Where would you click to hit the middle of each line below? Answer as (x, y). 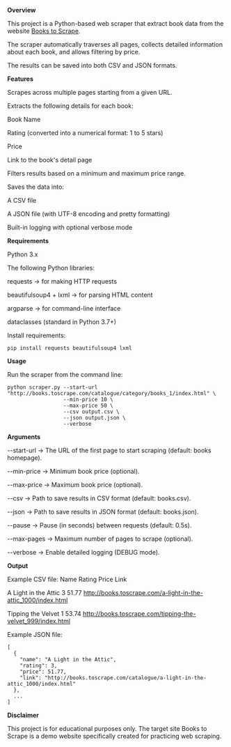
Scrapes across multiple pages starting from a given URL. (90, 92)
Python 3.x (23, 254)
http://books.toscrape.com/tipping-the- (139, 614)
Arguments (24, 437)
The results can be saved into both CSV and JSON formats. (92, 65)
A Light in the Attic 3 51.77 (45, 593)
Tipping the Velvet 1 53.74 (44, 614)
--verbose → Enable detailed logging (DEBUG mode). (83, 552)
